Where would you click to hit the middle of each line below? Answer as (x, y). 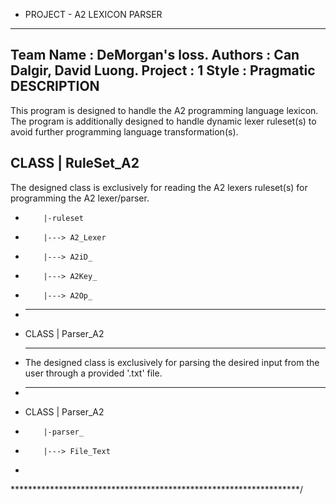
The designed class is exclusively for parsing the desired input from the (172, 362)
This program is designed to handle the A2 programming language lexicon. (164, 110)
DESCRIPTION (55, 86)
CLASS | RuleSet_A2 (75, 163)
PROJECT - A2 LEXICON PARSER (93, 14)
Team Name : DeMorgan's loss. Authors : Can (155, 55)
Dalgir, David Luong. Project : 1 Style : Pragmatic (163, 70)
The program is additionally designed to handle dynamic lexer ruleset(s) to (163, 121)
